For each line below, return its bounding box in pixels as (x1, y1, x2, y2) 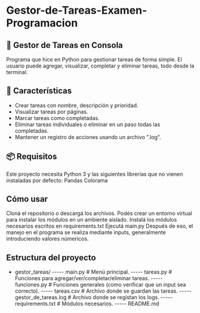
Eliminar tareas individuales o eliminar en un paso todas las (14, 121, 161, 128)
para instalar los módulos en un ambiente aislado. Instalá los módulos (6, 216, 177, 223)
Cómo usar (6, 194, 48, 204)
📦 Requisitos (6, 152, 57, 162)
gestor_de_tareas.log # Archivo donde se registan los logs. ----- (14, 294, 173, 301)
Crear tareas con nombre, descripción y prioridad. (14, 102, 139, 109)
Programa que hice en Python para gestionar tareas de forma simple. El (6, 56, 182, 63)
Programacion (6, 16, 78, 30)
